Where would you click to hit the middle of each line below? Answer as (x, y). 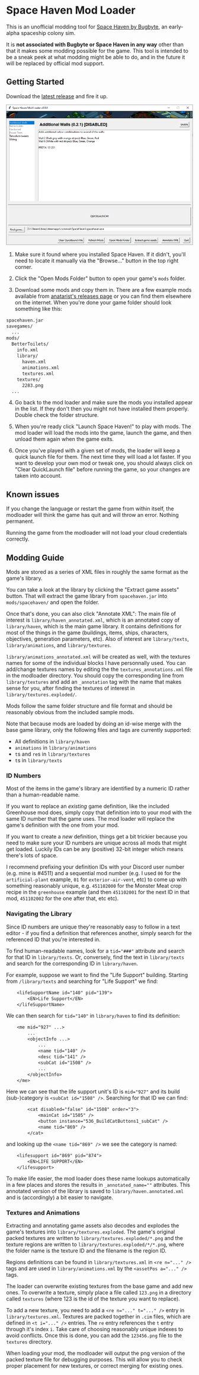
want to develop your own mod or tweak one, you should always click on (103, 463)
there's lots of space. (32, 856)
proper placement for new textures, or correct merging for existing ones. (95, 1366)
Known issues (33, 494)
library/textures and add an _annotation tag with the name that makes (94, 682)
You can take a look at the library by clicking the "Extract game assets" (93, 590)
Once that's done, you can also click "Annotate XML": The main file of (91, 614)
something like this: (38, 309)
